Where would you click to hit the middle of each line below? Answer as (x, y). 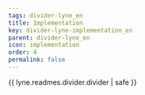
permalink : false (37, 60)
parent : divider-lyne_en (49, 38)
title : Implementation (46, 23)
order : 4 (23, 52)
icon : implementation (44, 45)
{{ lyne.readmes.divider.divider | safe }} (72, 82)
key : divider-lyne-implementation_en (71, 30)
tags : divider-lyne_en (46, 15)
